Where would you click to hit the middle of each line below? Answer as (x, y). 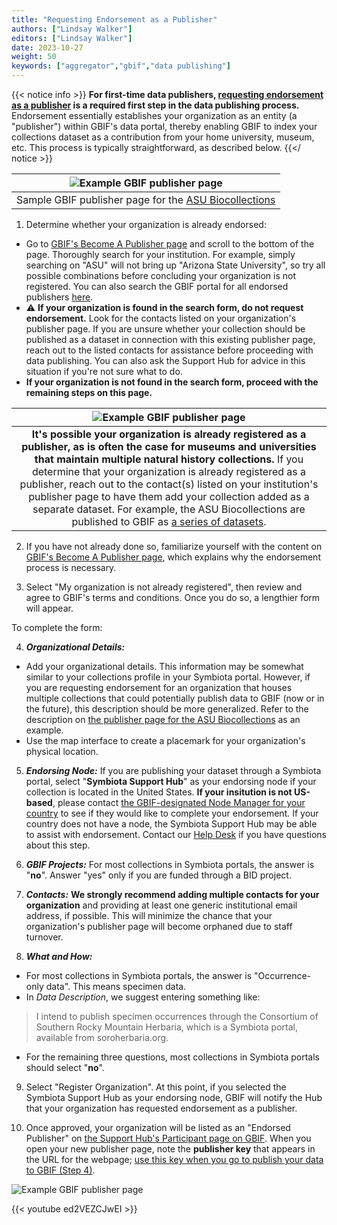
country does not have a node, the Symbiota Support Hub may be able (171, 824)
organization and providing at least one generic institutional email (161, 905)
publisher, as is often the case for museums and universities (169, 446)
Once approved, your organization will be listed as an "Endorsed (158, 1127)
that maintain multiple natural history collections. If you (169, 459)
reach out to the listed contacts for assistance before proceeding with (169, 350)
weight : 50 (34, 57)
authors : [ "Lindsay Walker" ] (72, 29)
